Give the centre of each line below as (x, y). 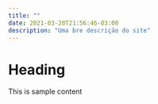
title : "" (25, 15)
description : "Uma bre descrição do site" (79, 30)
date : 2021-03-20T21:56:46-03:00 (64, 23)
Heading (37, 69)
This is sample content (45, 91)
